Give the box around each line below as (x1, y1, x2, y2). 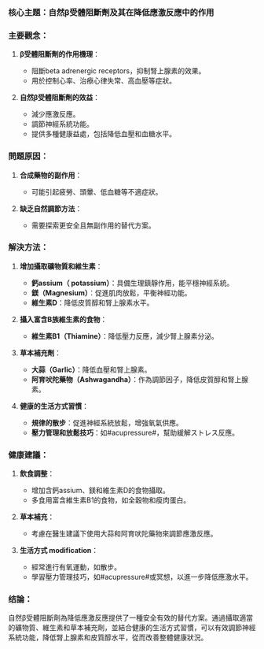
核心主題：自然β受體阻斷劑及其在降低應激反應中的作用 (8, 6, 214, 17)
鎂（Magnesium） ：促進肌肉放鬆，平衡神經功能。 (31, 287, 192, 297)
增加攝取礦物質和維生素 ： (19, 261, 103, 271)
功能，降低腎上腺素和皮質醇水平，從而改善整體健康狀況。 (21, 632, 208, 643)
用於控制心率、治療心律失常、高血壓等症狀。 (31, 76, 177, 86)
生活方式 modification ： (19, 546, 99, 555)
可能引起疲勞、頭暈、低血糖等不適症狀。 (31, 187, 163, 196)
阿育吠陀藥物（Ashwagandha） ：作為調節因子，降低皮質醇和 (31, 374, 228, 384)
